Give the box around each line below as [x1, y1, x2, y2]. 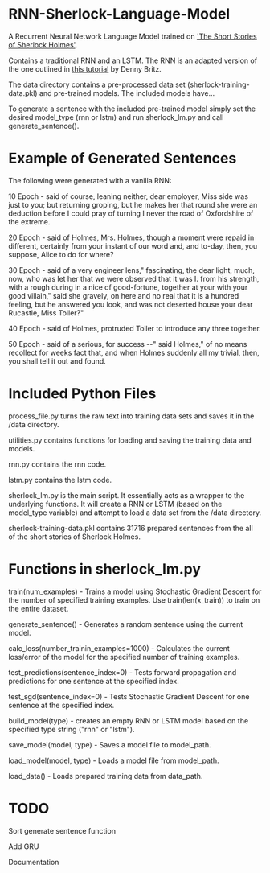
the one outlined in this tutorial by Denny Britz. [8, 64, 162, 73]
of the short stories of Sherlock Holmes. [8, 532, 141, 542]
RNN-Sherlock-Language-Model [8, 5, 231, 23]
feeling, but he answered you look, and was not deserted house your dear [8, 299, 253, 309]
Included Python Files [8, 385, 157, 403]
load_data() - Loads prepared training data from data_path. [8, 771, 203, 780]
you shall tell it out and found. [8, 356, 106, 366]
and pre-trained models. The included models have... [39, 88, 215, 97]
